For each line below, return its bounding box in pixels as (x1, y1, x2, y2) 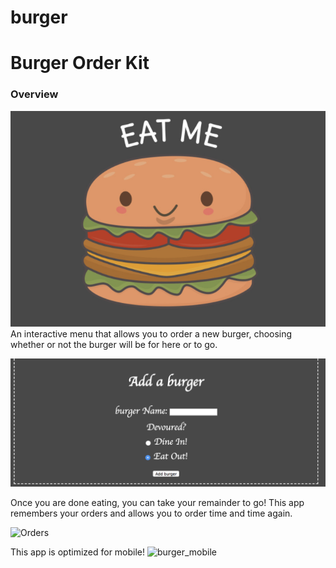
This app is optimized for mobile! (10, 546, 146, 558)
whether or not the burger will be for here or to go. (10, 339, 218, 351)
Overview (10, 87, 59, 101)
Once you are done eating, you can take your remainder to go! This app (10, 496, 305, 508)
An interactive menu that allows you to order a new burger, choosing (10, 328, 293, 340)
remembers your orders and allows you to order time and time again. (10, 507, 293, 519)
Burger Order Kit (10, 52, 150, 75)
